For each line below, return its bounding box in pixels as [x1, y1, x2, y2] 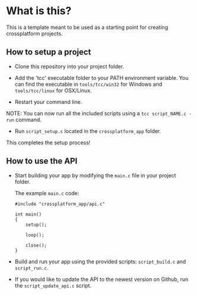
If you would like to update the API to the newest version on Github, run [14, 275, 189, 283]
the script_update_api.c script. [14, 282, 92, 289]
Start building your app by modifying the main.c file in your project [14, 171, 176, 179]
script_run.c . [14, 264, 49, 271]
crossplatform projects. [6, 30, 63, 37]
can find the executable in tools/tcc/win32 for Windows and [14, 80, 163, 87]
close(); [25, 242, 47, 248]
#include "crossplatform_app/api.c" [14, 201, 105, 207]
